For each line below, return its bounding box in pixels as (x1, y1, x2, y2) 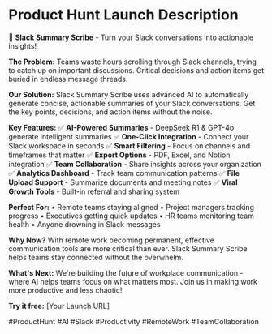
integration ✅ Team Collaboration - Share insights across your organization (8, 159, 262, 169)
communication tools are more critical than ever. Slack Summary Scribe (8, 243, 248, 253)
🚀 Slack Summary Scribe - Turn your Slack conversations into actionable (8, 32, 254, 42)
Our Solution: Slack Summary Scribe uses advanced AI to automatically (8, 89, 249, 99)
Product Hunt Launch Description (8, 6, 239, 24)
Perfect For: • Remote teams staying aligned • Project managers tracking (8, 202, 254, 212)
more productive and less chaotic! (8, 285, 123, 295)
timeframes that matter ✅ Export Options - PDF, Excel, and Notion (8, 150, 231, 160)
